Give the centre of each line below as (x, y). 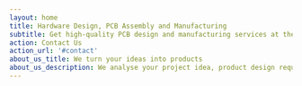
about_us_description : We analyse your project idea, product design (142, 68)
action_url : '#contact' (54, 51)
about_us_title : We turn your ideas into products (106, 59)
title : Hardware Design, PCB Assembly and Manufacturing (118, 26)
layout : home (34, 17)
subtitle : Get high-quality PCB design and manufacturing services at (144, 34)
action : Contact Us (46, 43)
